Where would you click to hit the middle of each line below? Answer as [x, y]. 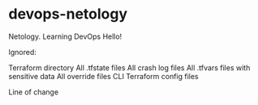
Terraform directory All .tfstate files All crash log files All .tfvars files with [129, 67]
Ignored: [22, 52]
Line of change [34, 92]
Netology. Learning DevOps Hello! [65, 36]
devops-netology [68, 14]
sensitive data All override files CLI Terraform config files [103, 76]
